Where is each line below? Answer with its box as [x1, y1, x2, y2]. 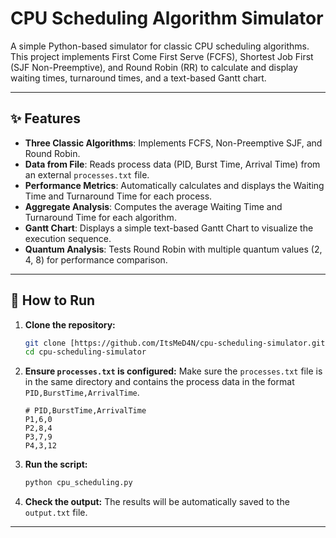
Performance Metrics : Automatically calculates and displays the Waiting [24, 179, 325, 191]
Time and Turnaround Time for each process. [24, 190, 213, 202]
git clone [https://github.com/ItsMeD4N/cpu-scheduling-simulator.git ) [24, 338, 330, 348]
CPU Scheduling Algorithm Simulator [10, 7, 324, 30]
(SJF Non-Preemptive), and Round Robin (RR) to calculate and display [10, 61, 298, 73]
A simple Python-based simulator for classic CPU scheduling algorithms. [10, 40, 310, 52]
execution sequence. [24, 232, 112, 244]
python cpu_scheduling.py [24, 478, 133, 488]
